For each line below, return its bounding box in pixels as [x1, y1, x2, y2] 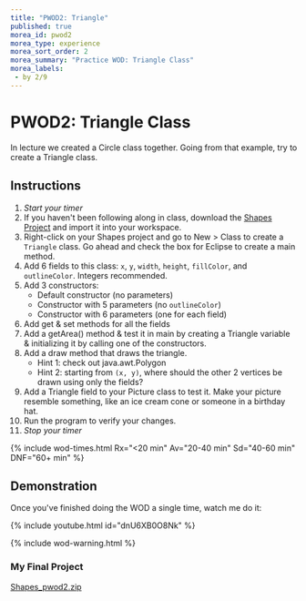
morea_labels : [10, 65, 65, 74]
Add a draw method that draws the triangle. [23, 347, 188, 358]
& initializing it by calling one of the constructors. [23, 338, 208, 349]
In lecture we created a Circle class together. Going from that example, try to [10, 142, 298, 153]
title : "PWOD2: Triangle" [10, 13, 108, 23]
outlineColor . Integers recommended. [23, 270, 168, 280]
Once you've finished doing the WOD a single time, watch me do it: [10, 503, 262, 514]
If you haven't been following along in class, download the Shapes [23, 211, 272, 223]
